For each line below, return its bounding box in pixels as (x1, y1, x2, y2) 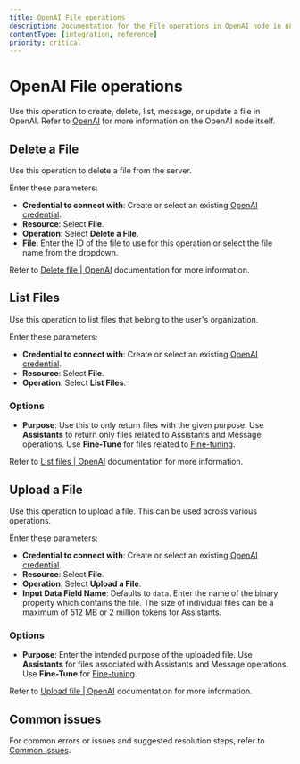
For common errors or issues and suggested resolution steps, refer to (9, 735, 265, 746)
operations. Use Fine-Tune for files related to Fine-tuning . (21, 439, 236, 449)
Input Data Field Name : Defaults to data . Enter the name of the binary (21, 587, 279, 599)
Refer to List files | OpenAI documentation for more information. (9, 457, 244, 467)
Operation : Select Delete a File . (21, 229, 139, 239)
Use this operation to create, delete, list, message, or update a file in (9, 106, 261, 117)
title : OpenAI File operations (9, 13, 126, 22)
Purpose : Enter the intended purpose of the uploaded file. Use (21, 650, 253, 660)
